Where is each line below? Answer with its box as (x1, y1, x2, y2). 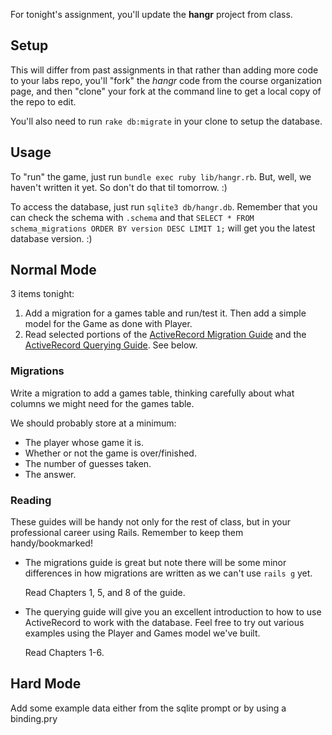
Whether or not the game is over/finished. (24, 447, 197, 459)
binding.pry (10, 712, 58, 724)
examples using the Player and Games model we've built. (24, 627, 261, 639)
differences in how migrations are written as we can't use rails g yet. (24, 567, 313, 579)
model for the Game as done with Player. (24, 318, 193, 330)
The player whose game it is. (24, 436, 144, 448)
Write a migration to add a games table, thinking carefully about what (10, 387, 295, 399)
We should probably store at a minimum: (10, 417, 177, 429)
